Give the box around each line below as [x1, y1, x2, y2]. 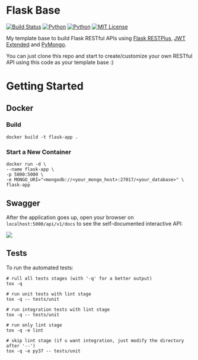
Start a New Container [6, 147, 72, 156]
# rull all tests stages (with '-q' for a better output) [6, 275, 152, 281]
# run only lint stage [6, 322, 62, 328]
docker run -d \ [6, 161, 46, 168]
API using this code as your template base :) [6, 59, 114, 66]
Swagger [6, 198, 40, 208]
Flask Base [6, 4, 60, 17]
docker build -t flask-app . [6, 134, 78, 140]
